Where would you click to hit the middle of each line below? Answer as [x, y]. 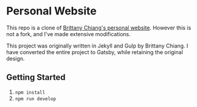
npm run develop [35, 99]
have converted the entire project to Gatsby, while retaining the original [95, 52]
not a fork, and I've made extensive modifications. [69, 34]
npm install [30, 92]
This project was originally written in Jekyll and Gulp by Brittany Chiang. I [97, 46]
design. [16, 58]
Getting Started [36, 77]
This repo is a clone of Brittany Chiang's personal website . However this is [99, 28]
